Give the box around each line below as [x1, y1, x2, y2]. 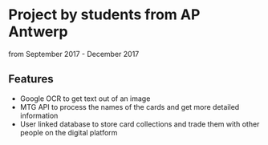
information [19, 111, 59, 120]
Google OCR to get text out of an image [19, 94, 151, 103]
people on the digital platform [19, 127, 118, 137]
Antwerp [8, 22, 68, 41]
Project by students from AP [8, 6, 201, 24]
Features [8, 72, 54, 86]
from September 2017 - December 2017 [8, 49, 140, 58]
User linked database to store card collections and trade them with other [19, 119, 260, 129]
